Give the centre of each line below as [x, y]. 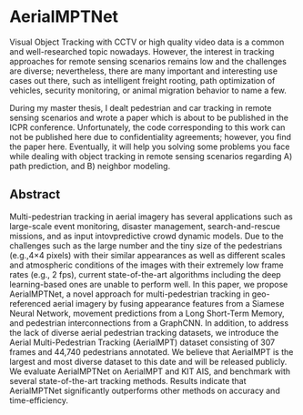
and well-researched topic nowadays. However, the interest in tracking [142, 51]
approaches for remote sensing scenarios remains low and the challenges [148, 61]
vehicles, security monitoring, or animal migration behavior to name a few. [148, 90]
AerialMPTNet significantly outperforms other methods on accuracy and [145, 390]
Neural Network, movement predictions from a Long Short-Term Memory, [147, 313]
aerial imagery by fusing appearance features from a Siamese [169, 303]
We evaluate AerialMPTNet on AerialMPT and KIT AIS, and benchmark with [150, 371]
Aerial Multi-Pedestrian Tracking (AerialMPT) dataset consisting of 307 [142, 342]
